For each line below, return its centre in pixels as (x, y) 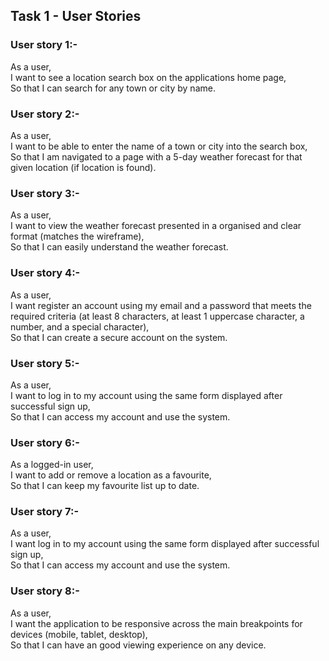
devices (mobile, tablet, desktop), (79, 634)
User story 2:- (45, 114)
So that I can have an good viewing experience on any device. (138, 645)
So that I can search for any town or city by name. (113, 88)
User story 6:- (45, 442)
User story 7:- (45, 512)
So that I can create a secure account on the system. (119, 337)
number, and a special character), (80, 326)
